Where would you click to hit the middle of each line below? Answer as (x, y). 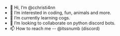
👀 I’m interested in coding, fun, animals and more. (60, 13)
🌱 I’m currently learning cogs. (40, 18)
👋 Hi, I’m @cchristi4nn (32, 8)
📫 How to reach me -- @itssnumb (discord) (55, 28)
